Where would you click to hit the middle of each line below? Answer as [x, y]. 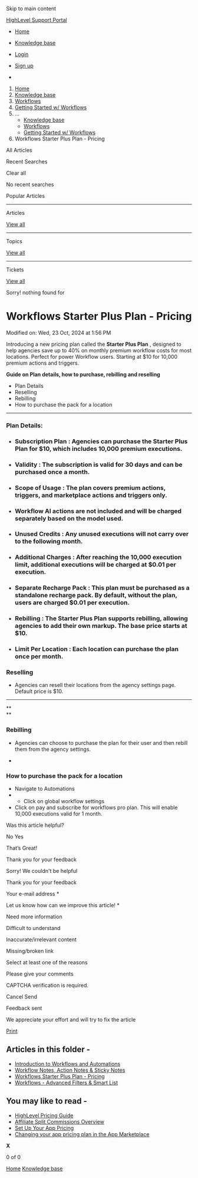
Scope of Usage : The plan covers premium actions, [90, 487]
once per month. [39, 656]
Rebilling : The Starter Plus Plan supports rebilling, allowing [101, 619]
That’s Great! [22, 848]
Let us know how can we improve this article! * [63, 905]
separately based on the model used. [69, 518]
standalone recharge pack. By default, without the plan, [96, 595]
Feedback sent [24, 1008]
